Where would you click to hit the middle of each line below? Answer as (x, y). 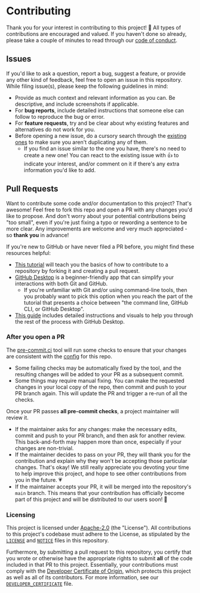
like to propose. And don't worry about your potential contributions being (96, 216)
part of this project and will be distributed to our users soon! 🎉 (91, 499)
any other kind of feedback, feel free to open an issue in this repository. (94, 79)
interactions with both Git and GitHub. (61, 283)
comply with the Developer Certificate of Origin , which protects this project (99, 571)
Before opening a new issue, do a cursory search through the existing (101, 136)
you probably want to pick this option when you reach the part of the (108, 296)
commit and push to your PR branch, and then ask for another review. (100, 435)
